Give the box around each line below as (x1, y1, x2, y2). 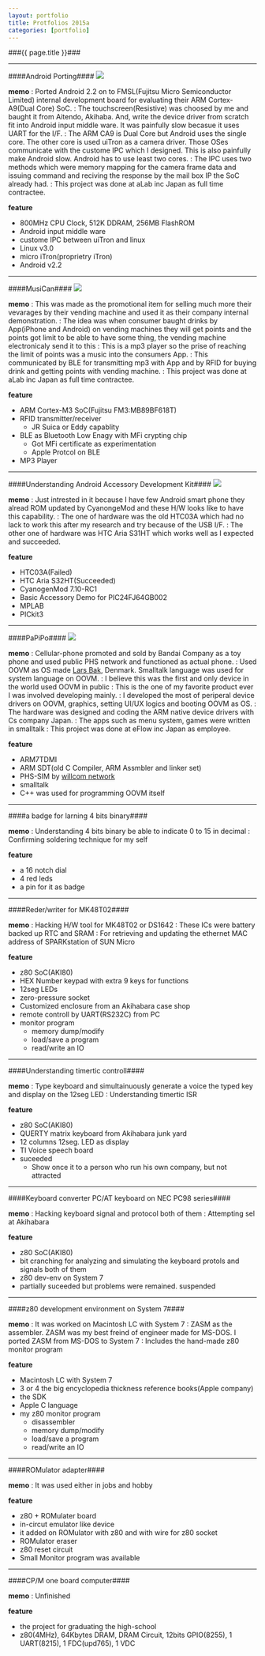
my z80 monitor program (19, 1409, 101, 1419)
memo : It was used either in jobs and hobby (8, 1481, 153, 1490)
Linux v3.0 (19, 243, 54, 253)
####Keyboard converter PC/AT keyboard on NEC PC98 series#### (8, 1194, 231, 1203)
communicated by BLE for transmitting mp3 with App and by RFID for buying (8, 358, 257, 368)
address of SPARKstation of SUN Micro (8, 937, 136, 947)
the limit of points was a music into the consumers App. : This (8, 349, 209, 360)
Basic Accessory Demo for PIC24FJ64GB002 (19, 593, 168, 602)
